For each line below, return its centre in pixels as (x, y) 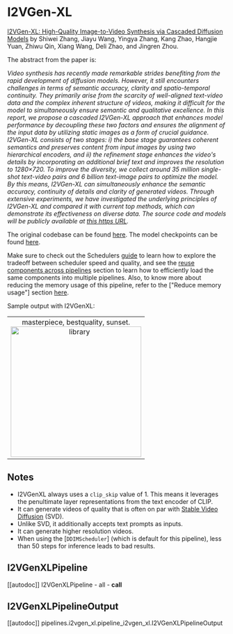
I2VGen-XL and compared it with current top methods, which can (101, 206)
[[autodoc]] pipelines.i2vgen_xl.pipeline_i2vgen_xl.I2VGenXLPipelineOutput (115, 623)
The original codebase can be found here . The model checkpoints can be (112, 235)
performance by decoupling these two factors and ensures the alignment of (116, 125)
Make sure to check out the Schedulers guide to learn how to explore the (112, 255)
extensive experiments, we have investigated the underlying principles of (112, 198)
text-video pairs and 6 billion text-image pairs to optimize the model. (120, 176)
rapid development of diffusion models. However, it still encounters (103, 80)
